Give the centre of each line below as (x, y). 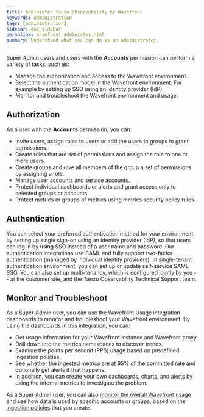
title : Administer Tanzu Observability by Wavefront (75, 12)
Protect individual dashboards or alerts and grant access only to (96, 186)
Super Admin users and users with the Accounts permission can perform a (100, 58)
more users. (30, 161)
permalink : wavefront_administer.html (55, 35)
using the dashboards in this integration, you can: (69, 326)
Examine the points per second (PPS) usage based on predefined (97, 350)
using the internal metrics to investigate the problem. (81, 383)
